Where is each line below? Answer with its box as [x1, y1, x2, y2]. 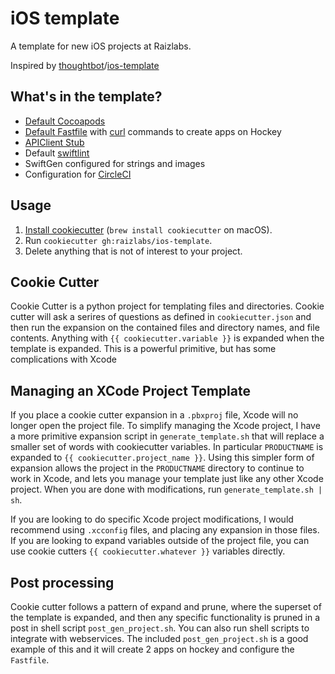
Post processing [10, 574, 115, 591]
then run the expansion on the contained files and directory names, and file [10, 322, 320, 334]
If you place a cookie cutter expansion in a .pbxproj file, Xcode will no [10, 409, 299, 421]
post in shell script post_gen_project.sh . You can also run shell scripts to [10, 622, 310, 634]
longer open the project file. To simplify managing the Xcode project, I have [10, 420, 321, 432]
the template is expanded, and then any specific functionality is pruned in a [10, 612, 321, 623]
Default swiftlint [24, 147, 90, 159]
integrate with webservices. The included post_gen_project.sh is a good [10, 633, 309, 644]
